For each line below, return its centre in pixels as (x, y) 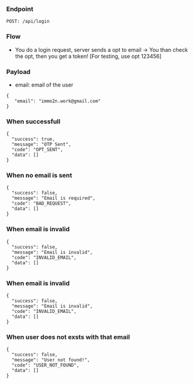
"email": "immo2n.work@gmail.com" (58, 101)
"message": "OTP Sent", (41, 144)
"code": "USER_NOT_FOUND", (45, 365)
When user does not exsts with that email (68, 337)
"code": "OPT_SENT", (37, 150)
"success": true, (33, 139)
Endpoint (20, 9)
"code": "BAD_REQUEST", (41, 203)
